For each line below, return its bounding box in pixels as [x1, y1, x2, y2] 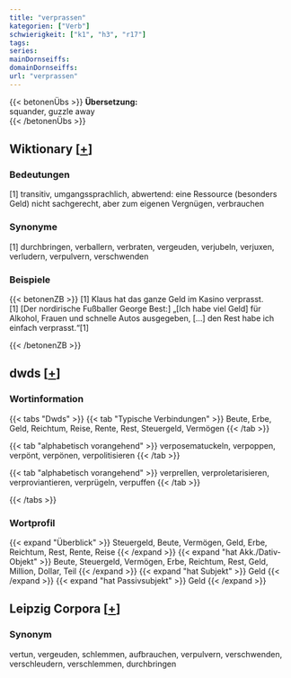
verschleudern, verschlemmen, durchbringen [9, 658, 177, 669]
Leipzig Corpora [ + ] [9, 602, 121, 617]
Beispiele [9, 273, 51, 286]
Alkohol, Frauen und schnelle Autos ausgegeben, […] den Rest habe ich [9, 313, 275, 324]
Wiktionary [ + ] [9, 141, 93, 157]
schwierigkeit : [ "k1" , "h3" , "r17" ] [9, 30, 146, 39]
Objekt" [9, 557, 38, 567]
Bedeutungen [9, 168, 70, 181]
